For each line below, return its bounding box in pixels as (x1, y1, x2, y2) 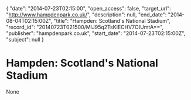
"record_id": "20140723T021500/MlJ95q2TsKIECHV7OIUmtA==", (6, 23, 164, 30)
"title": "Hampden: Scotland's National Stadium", (53, 18, 171, 24)
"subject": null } (6, 36, 44, 43)
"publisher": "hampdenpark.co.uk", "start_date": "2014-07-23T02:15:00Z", (6, 30, 186, 37)
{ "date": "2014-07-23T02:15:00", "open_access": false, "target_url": (6, 5, 171, 12)
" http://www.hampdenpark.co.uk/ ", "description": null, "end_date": (6, 11, 167, 18)
